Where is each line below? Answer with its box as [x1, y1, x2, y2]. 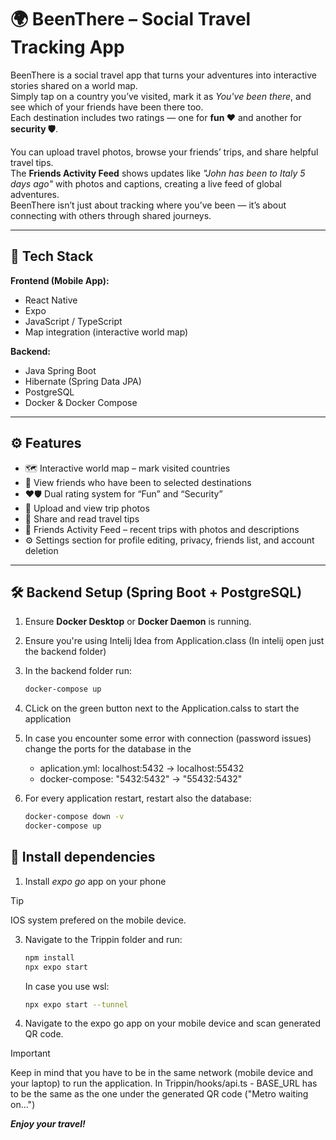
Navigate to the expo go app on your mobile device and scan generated [24, 1017, 321, 1030]
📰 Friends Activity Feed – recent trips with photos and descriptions [24, 523, 300, 535]
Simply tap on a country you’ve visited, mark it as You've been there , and [10, 90, 312, 102]
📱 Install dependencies [10, 849, 156, 866]
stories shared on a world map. [10, 79, 138, 91]
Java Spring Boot [24, 364, 97, 376]
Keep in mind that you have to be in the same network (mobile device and [10, 1067, 314, 1079]
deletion [24, 544, 59, 556]
